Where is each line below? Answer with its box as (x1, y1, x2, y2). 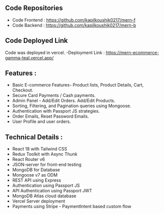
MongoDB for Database (12, 167, 60, 173)
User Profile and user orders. (12, 119, 71, 124)
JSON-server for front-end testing (12, 162, 82, 168)
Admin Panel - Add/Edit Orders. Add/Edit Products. (12, 98, 115, 104)
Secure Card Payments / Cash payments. (12, 92, 96, 98)
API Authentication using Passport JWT (12, 188, 92, 194)
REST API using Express (12, 177, 61, 183)
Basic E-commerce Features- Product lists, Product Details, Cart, (12, 82, 144, 88)
